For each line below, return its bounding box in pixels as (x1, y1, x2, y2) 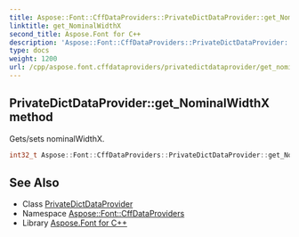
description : (9, 37, 58, 47)
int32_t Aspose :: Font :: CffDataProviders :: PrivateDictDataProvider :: (9, 151, 269, 159)
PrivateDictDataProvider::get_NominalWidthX (9, 95, 270, 111)
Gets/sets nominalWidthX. (9, 133, 105, 143)
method (9, 110, 53, 125)
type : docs (9, 46, 50, 55)
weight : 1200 (9, 54, 58, 63)
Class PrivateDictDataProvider (21, 199, 133, 209)
